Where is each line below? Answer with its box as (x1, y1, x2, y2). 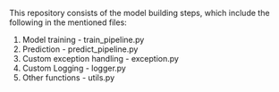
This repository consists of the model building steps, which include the (9, 8, 270, 18)
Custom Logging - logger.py (21, 63, 127, 73)
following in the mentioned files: (9, 17, 127, 28)
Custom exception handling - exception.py (21, 54, 179, 63)
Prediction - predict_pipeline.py (21, 44, 139, 54)
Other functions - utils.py (21, 72, 115, 83)
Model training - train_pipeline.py (21, 35, 145, 45)
